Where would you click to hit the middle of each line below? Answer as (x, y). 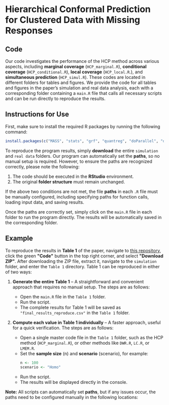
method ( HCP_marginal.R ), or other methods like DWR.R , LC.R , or (85, 343)
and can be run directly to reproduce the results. (55, 98)
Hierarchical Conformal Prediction (78, 9)
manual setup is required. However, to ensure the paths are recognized (79, 161)
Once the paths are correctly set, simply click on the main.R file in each (79, 212)
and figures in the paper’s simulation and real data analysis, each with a (79, 88)
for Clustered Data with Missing (73, 20)
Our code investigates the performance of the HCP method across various (82, 61)
